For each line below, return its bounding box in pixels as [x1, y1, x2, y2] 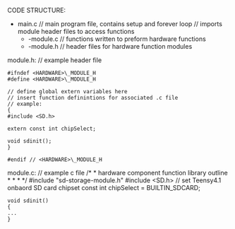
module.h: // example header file [7, 56, 102, 64]
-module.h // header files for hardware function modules [28, 42, 193, 50]
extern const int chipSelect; [7, 125, 97, 132]
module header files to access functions [17, 28, 135, 35]
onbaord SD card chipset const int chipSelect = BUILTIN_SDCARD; [7, 184, 201, 192]
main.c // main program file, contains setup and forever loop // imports [17, 20, 222, 28]
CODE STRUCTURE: [7, 6, 66, 14]
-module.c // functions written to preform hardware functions [28, 35, 206, 43]
